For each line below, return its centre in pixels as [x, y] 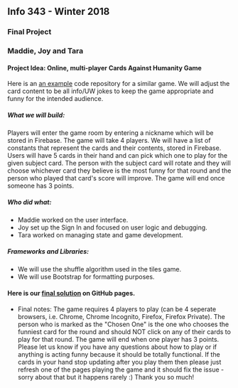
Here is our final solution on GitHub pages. [71, 293]
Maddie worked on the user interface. [73, 220]
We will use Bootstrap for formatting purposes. [86, 277]
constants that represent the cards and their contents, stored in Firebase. [114, 148]
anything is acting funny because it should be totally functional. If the [119, 354]
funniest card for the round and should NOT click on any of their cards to [124, 332]
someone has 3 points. [41, 186]
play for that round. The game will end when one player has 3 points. [118, 339]
